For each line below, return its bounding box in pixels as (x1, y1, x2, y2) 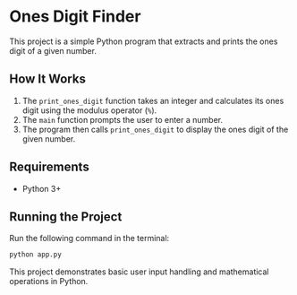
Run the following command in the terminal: (9, 233, 170, 244)
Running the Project (9, 209, 123, 224)
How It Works (9, 72, 87, 87)
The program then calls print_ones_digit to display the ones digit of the (21, 124, 289, 134)
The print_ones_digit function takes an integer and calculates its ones (21, 95, 284, 106)
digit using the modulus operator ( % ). (21, 105, 157, 116)
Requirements (9, 160, 89, 175)
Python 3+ (21, 183, 62, 194)
